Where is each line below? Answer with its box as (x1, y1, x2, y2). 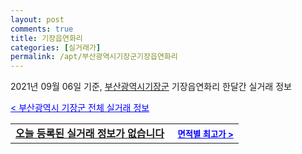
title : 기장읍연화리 (10, 33, 83, 43)
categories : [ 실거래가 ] (10, 42, 102, 53)
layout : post (10, 14, 65, 25)
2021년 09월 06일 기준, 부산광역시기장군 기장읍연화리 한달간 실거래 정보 (10, 81, 292, 93)
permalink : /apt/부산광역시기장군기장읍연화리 (10, 52, 178, 62)
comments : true (10, 24, 74, 34)
